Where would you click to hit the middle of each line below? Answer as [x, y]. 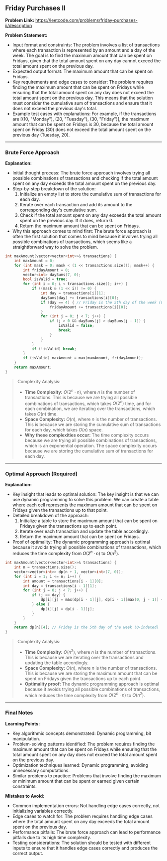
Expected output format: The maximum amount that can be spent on [83, 71]
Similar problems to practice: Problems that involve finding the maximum [87, 776]
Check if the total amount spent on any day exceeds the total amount [90, 215]
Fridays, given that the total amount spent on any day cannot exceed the [86, 61]
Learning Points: [23, 723]
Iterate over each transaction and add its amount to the [76, 205]
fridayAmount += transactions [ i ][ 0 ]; [88, 307]
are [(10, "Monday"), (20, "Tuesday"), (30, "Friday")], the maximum [81, 119]
